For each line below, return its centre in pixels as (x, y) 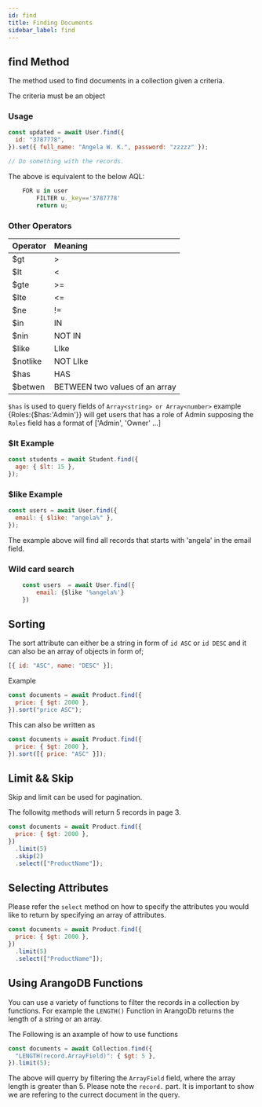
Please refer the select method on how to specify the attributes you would (129, 907)
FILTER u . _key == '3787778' (79, 198)
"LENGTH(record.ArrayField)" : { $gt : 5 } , (86, 1056)
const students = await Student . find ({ (73, 460)
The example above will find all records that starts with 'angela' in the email (130, 540)
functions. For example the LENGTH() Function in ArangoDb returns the (121, 1010)
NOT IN (67, 335)
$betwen (29, 387)
